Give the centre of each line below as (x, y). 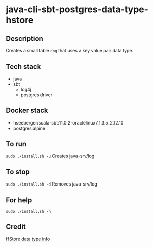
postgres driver (36, 95)
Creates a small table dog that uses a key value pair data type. (70, 51)
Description (24, 39)
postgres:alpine (29, 128)
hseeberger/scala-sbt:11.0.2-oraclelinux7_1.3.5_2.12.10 (68, 122)
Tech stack (23, 67)
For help (19, 200)
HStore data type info (28, 239)
